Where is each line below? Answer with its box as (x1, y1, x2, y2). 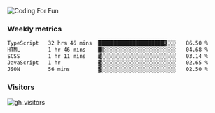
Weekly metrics (7, 24, 62, 33)
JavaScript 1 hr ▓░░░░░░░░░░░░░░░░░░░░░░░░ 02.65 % (7, 59, 209, 66)
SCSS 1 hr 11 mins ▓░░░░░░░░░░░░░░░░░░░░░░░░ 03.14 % (7, 53, 209, 60)
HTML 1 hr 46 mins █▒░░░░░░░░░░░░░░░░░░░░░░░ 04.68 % (7, 46, 209, 54)
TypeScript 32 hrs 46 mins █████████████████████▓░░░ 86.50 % (7, 40, 209, 47)
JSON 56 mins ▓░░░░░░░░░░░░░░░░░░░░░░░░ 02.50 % (7, 66, 209, 73)
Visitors (7, 82, 35, 92)
